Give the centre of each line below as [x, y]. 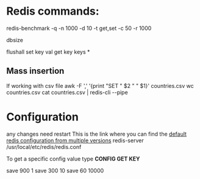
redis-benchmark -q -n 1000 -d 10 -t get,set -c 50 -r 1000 [79, 28]
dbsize [15, 40]
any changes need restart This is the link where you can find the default [97, 134]
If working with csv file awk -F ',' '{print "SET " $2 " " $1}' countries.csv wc [100, 86]
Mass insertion [35, 71]
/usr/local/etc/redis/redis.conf [44, 147]
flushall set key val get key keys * [48, 52]
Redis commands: [53, 11]
